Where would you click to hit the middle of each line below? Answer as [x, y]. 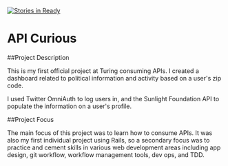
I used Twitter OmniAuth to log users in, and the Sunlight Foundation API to [113, 98]
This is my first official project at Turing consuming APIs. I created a [103, 71]
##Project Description [38, 57]
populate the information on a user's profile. [70, 106]
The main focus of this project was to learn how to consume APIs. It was [110, 133]
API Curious [42, 39]
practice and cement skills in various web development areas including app [114, 147]
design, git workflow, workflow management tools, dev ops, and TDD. [106, 154]
